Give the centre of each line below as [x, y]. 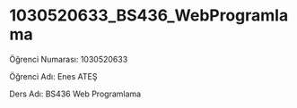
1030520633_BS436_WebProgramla [149, 16]
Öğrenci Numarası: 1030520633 [69, 59]
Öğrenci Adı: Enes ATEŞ [53, 76]
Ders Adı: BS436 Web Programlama [75, 94]
